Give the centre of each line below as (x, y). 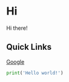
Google (15, 61)
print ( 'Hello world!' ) (35, 73)
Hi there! (17, 28)
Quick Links (29, 47)
